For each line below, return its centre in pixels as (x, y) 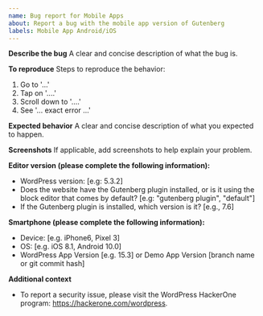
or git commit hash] (52, 264)
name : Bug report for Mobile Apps (66, 16)
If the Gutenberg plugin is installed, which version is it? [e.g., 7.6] (127, 207)
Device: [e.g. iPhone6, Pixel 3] (70, 238)
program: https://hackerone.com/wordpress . (94, 303)
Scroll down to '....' (51, 102)
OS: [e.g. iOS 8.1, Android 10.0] (71, 247)
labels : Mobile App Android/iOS (62, 31)
